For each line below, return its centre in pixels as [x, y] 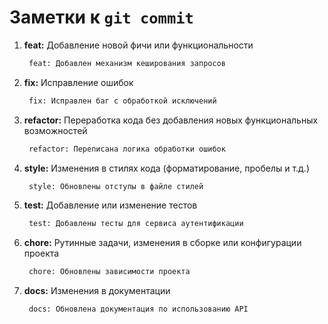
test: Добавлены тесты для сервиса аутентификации [136, 224]
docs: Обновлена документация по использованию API [138, 309]
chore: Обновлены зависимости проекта [109, 272]
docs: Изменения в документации [97, 291]
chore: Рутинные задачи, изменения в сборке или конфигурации [162, 243]
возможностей [55, 130]
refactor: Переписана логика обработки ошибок [127, 149]
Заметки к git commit [101, 17]
